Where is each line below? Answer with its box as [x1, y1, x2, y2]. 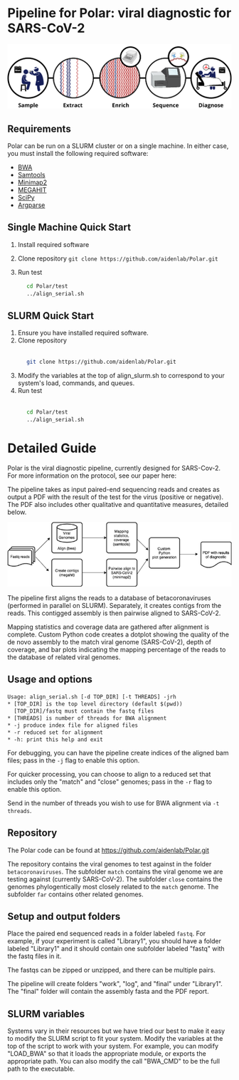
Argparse [17, 201, 46, 209]
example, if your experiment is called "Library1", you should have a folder [7, 937, 222, 945]
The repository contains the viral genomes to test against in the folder [7, 859, 212, 868]
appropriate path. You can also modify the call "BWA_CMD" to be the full [7, 1057, 221, 1066]
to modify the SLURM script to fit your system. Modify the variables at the [7, 1034, 223, 1043]
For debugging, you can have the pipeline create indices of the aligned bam [7, 748, 229, 757]
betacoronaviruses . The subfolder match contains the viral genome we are [7, 867, 223, 876]
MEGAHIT [17, 186, 47, 194]
